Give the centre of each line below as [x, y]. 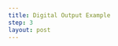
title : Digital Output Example [59, 15]
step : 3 [21, 23]
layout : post [29, 30]
